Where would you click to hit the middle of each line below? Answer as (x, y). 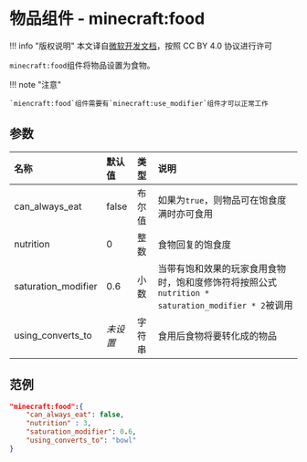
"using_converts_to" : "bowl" (81, 441)
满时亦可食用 (185, 214)
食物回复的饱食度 (194, 245)
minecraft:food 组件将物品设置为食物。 (82, 65)
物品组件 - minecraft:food (107, 19)
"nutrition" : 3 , (59, 424)
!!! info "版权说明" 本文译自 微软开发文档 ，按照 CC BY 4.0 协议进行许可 (141, 46)
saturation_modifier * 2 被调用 (225, 305)
